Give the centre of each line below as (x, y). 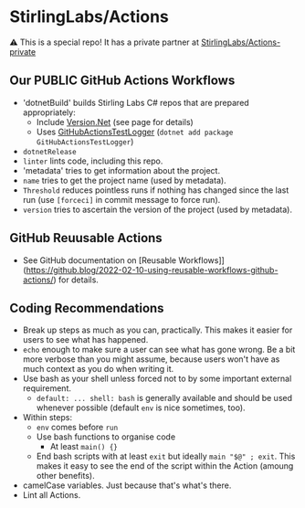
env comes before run (77, 428)
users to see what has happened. (85, 340)
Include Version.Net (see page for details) (115, 122)
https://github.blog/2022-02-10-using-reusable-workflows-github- (152, 270)
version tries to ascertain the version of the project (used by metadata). (157, 209)
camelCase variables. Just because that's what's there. (127, 485)
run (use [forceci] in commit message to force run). (121, 199)
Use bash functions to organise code (106, 437)
